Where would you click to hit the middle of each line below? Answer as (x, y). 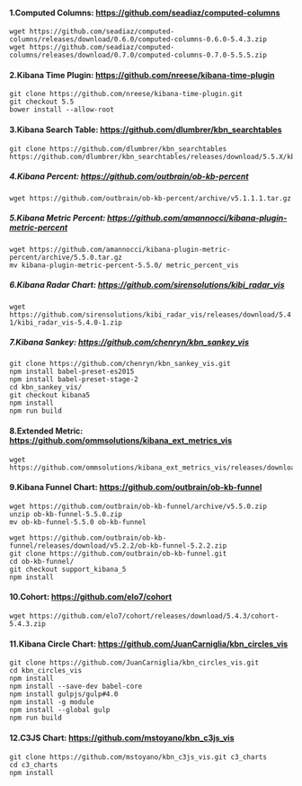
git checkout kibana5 (50, 396)
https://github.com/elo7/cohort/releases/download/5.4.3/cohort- (154, 616)
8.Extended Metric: (46, 431)
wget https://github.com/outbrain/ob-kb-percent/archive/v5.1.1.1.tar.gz (151, 198)
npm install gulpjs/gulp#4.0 (64, 694)
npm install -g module (52, 702)
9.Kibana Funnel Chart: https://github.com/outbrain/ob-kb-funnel (136, 487)
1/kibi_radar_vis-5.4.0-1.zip (66, 322)
